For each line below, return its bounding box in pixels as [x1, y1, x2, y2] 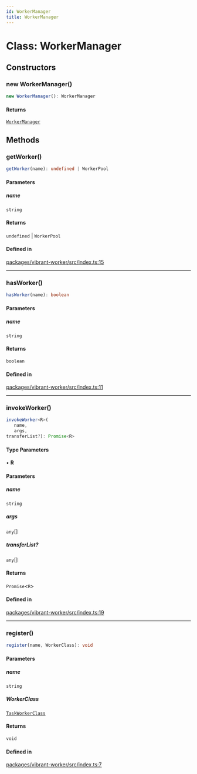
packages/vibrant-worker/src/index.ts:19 [6, 609, 104, 616]
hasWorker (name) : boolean [6, 292, 69, 298]
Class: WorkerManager [6, 39, 122, 53]
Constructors [6, 63, 56, 73]
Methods [6, 135, 40, 145]
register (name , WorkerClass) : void [6, 643, 93, 649]
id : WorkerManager [6, 8, 51, 15]
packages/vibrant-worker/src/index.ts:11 [6, 383, 104, 391]
